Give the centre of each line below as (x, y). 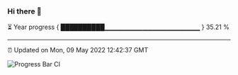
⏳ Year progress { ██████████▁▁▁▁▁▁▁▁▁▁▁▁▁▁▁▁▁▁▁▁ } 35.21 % (119, 27)
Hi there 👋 (25, 11)
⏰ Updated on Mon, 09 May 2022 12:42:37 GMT (78, 50)
